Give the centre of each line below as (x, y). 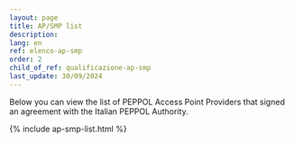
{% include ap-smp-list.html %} (69, 129)
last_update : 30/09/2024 (56, 76)
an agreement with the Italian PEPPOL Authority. (99, 111)
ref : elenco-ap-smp (46, 51)
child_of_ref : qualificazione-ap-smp (80, 68)
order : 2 (26, 59)
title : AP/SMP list (46, 26)
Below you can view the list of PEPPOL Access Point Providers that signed (147, 102)
